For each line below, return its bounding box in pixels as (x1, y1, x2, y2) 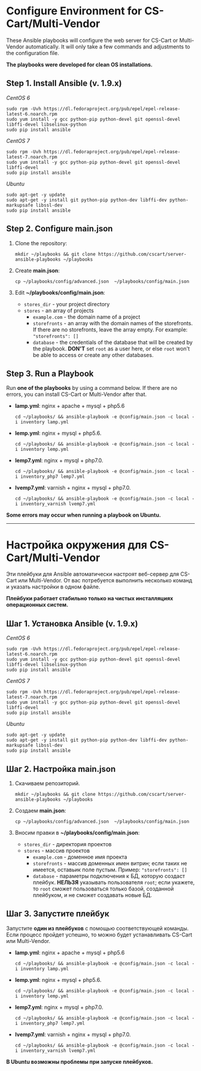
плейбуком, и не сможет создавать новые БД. (32, 891, 153, 898)
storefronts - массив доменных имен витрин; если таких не (32, 859, 187, 866)
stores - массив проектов (23, 847, 90, 854)
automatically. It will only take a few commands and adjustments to (25, 43, 190, 50)
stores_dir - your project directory (23, 300, 110, 307)
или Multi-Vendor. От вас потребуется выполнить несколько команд (18, 577, 193, 584)
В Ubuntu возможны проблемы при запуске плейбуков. (6, 1058, 153, 1065)
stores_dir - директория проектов (23, 840, 112, 847)
